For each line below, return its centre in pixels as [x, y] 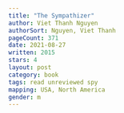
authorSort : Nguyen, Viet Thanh [62, 30]
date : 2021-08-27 [37, 45]
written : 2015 [32, 53]
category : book [34, 75]
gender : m [25, 97]
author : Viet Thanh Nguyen [53, 23]
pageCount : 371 [34, 38]
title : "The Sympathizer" [51, 16]
